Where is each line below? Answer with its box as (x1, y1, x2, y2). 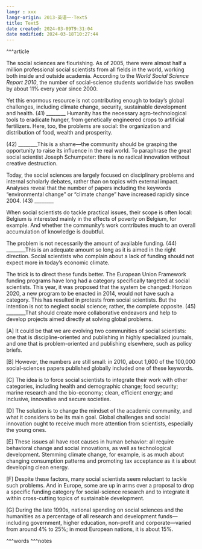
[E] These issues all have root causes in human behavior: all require (6, 438, 174, 445)
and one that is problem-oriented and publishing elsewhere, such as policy (6, 340, 192, 347)
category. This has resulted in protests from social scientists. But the (6, 296, 177, 303)
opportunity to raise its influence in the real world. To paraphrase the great (6, 147, 192, 154)
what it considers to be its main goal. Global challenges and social (6, 414, 171, 421)
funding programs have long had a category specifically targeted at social (6, 277, 190, 284)
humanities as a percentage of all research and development (6, 513, 157, 520)
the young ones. (6, 427, 47, 434)
